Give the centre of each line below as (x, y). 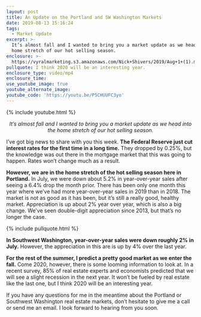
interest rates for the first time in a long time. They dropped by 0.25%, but (99, 148)
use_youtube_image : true (37, 84)
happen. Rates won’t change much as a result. (63, 161)
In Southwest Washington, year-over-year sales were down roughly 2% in (100, 240)
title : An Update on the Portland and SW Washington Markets (84, 17)
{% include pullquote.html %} (42, 228)
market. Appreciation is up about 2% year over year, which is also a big (94, 204)
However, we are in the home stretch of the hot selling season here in (94, 172)
